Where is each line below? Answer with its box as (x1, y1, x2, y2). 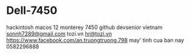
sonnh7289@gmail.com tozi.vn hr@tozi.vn (6, 30, 112, 37)
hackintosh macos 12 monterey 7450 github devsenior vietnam (6, 24, 163, 31)
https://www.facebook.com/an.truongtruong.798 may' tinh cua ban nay (6, 36, 185, 44)
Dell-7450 (6, 4, 57, 18)
